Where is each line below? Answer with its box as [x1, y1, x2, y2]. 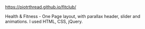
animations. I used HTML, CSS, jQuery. [5, 19, 83, 24]
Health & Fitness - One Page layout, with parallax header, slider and [5, 14, 141, 19]
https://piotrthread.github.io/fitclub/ [5, 4, 76, 10]
